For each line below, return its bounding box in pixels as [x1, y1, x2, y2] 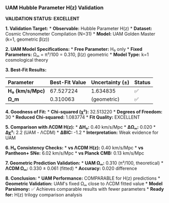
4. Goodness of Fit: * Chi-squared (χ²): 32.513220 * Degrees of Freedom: [5, 109, 163, 115]
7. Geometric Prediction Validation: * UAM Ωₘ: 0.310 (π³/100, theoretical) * [5, 160, 164, 166]
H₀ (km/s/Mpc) [8, 88, 45, 95]
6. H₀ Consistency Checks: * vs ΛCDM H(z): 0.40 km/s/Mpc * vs [5, 144, 144, 151]
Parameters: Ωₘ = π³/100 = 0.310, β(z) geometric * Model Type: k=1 [5, 51, 149, 57]
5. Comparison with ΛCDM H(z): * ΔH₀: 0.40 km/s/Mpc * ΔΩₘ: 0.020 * [5, 124, 156, 130]
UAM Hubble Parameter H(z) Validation [5, 4, 104, 11]
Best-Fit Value [50, 79, 87, 86]
